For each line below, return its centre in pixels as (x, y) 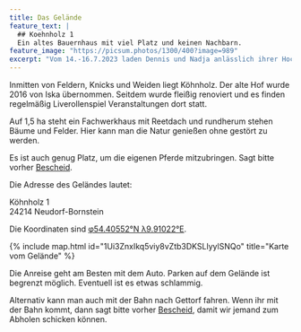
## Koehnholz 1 (46, 34)
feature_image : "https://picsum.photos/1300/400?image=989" (124, 51)
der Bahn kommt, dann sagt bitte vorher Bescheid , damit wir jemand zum (144, 310)
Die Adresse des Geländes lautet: (71, 184)
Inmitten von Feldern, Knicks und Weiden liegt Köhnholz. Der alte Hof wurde (150, 85)
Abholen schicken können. (58, 319)
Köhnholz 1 (30, 202)
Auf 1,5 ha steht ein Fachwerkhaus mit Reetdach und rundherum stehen (141, 121)
